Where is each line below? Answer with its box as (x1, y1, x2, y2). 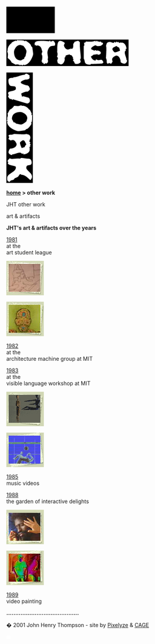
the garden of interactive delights (6, 498, 90, 505)
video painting (6, 597, 42, 605)
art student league (6, 249, 53, 256)
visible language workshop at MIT (6, 379, 91, 387)
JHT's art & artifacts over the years (6, 225, 97, 231)
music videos (6, 479, 40, 487)
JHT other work (6, 201, 45, 208)
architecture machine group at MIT (6, 355, 93, 362)
